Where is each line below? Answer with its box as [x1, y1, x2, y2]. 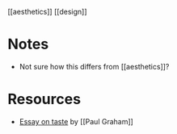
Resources [7, 90, 82, 108]
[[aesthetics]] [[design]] [7, 7, 87, 16]
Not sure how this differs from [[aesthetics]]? [19, 61, 170, 71]
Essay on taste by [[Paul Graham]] [19, 116, 134, 126]
